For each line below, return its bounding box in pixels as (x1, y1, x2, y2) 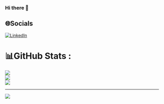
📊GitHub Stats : (5, 50, 72, 62)
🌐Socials (5, 20, 33, 28)
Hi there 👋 (5, 4, 29, 11)
